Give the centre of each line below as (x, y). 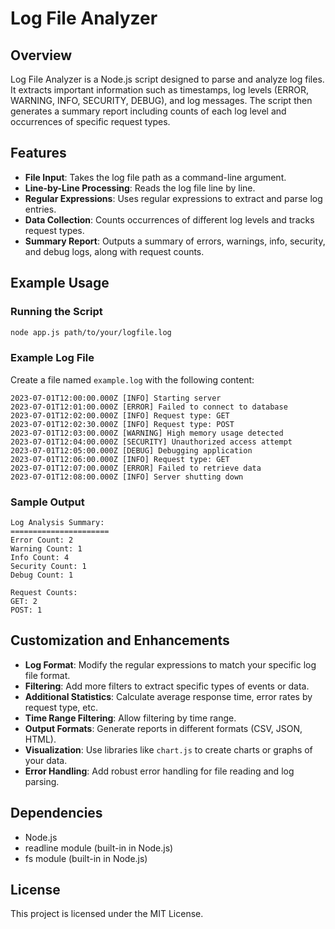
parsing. (42, 781)
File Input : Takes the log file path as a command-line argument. (155, 177)
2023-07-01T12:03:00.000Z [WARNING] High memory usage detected (147, 433)
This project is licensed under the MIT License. (107, 914)
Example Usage (60, 283)
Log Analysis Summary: (57, 522)
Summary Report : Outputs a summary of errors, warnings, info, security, (175, 241)
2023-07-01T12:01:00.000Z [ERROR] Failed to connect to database (149, 407)
